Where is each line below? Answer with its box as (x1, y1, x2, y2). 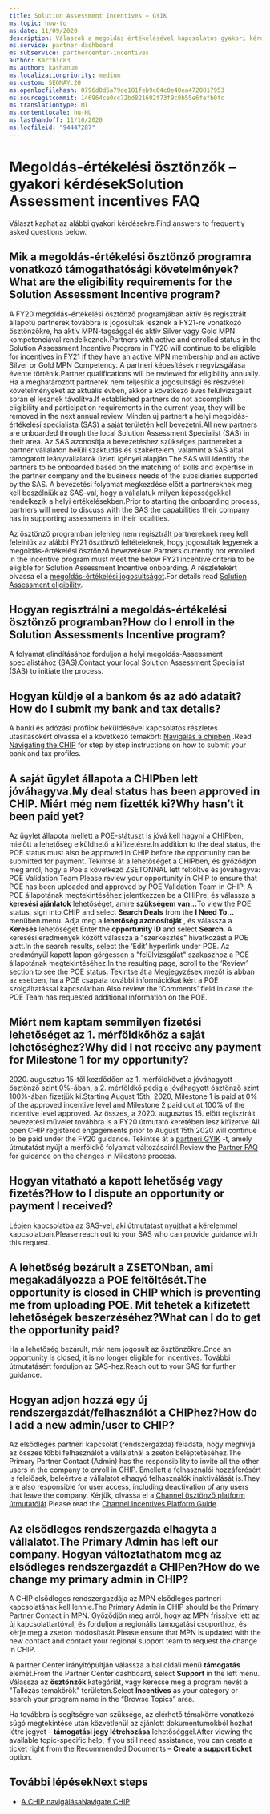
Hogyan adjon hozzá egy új (9, 1393, 147, 1406)
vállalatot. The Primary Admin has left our (9, 1534, 219, 1548)
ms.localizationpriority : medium (9, 71, 121, 79)
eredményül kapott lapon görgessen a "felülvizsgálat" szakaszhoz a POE (9, 950, 250, 959)
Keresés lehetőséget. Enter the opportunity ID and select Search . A (9, 924, 233, 934)
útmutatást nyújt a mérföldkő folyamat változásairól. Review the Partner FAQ (9, 1142, 259, 1152)
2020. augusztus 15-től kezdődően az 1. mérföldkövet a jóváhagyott (9, 1074, 233, 1084)
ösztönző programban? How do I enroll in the (9, 615, 236, 629)
